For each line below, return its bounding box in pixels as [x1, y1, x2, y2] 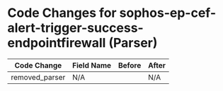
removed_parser [11, 72, 66, 82]
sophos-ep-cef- [119, 5, 217, 21]
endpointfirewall [7, 35, 106, 51]
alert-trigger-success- [7, 20, 144, 36]
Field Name [72, 60, 112, 70]
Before [118, 60, 142, 70]
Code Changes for [7, 5, 117, 21]
